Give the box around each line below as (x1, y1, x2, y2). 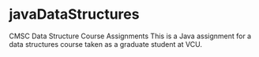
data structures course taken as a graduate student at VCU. (9, 39, 202, 48)
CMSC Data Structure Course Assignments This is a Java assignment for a (9, 31, 252, 41)
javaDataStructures (9, 5, 140, 23)
